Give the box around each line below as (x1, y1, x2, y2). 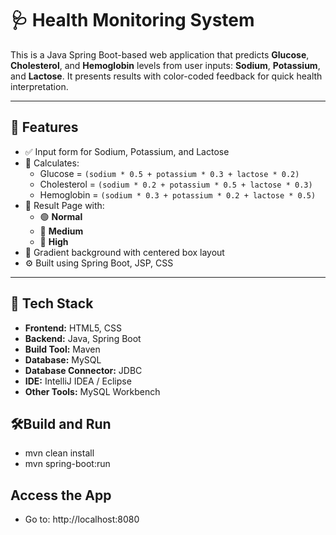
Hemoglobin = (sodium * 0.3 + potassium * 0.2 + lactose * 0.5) (39, 188, 317, 201)
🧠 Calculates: (24, 157, 80, 169)
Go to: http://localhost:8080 (24, 513, 140, 526)
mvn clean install (24, 447, 95, 459)
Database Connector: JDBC (24, 364, 143, 376)
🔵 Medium (39, 225, 84, 237)
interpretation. (10, 80, 69, 92)
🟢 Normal (39, 210, 83, 222)
